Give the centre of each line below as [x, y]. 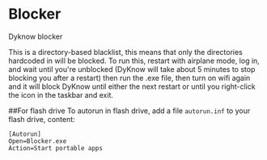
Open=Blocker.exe [38, 141]
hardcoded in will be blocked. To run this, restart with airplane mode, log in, [134, 61]
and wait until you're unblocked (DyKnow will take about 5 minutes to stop [132, 69]
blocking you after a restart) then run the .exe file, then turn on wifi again [129, 78]
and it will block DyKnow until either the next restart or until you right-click [132, 86]
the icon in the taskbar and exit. [61, 95]
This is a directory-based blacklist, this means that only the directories [125, 52]
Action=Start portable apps [56, 148]
